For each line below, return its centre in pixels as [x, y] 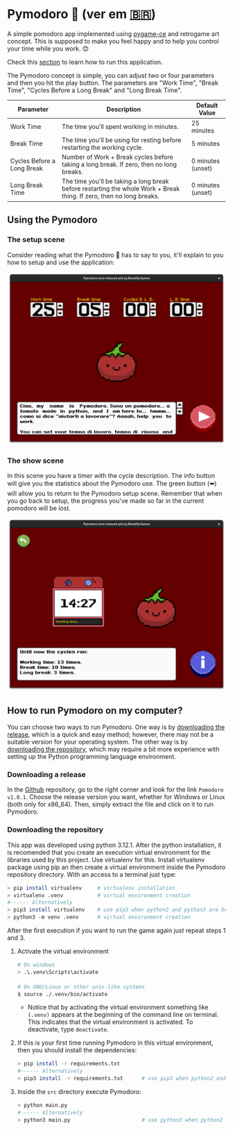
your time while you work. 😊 [48, 49]
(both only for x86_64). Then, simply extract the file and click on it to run [110, 805]
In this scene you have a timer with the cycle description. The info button [111, 476]
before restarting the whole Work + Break [121, 189]
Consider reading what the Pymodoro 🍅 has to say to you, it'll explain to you [115, 255]
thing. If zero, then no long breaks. [111, 196]
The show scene [36, 461]
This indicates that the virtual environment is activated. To [110, 1022]
